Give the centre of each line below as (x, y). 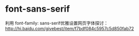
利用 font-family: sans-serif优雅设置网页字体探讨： (57, 23)
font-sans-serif (38, 9)
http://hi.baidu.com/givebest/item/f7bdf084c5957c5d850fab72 (70, 28)
